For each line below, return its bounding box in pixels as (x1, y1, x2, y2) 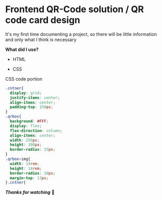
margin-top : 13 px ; (10, 175, 49, 181)
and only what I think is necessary (5, 37, 77, 43)
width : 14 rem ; (10, 161, 40, 166)
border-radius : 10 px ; (10, 171, 56, 176)
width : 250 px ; (10, 138, 40, 143)
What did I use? (5, 46, 39, 52)
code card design (5, 14, 80, 26)
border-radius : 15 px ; (10, 147, 56, 152)
